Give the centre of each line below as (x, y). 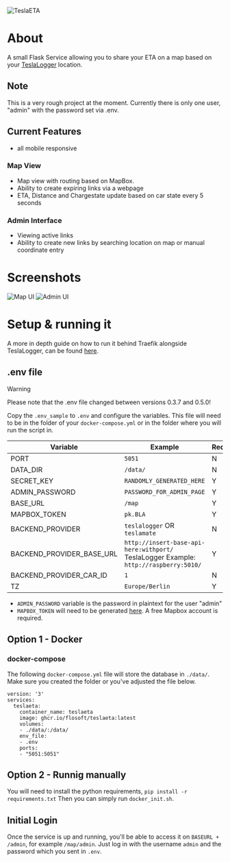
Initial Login (33, 820)
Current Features (44, 131)
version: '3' (26, 694)
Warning (19, 388)
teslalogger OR (149, 525)
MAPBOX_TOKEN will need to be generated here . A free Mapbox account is (117, 610)
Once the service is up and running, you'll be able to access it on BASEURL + (113, 837)
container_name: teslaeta (56, 712)
